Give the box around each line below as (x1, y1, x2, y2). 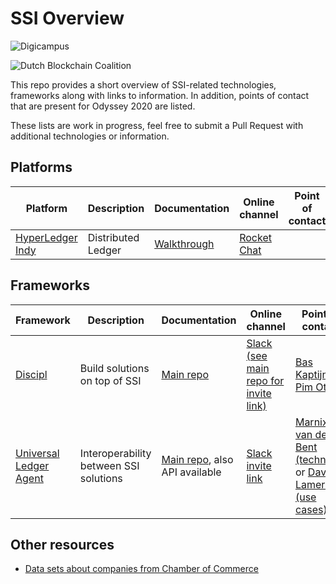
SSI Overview (10, 7, 125, 30)
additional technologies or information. (10, 130, 170, 142)
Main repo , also (161, 452, 234, 466)
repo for (246, 373, 285, 387)
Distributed (87, 230, 140, 244)
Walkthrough (154, 237, 215, 251)
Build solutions (79, 361, 150, 375)
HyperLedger (15, 230, 78, 244)
